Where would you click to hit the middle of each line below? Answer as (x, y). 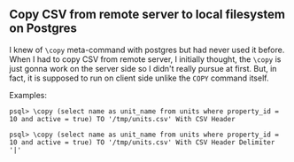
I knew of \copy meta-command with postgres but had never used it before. (147, 50)
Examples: (28, 95)
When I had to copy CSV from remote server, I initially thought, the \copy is (145, 59)
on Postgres (43, 29)
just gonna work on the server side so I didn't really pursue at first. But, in (143, 68)
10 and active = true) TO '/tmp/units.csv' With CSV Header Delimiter (142, 142)
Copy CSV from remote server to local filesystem (147, 15)
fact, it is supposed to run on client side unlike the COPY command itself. (139, 78)
